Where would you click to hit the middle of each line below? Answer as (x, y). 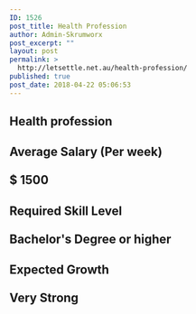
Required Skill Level (66, 211)
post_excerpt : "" (42, 43)
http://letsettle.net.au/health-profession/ (103, 69)
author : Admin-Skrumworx (56, 34)
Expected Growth (60, 270)
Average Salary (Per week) (86, 152)
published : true (40, 77)
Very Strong (44, 298)
